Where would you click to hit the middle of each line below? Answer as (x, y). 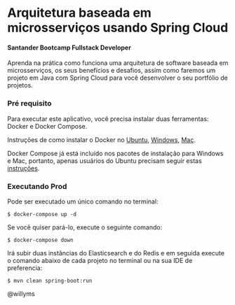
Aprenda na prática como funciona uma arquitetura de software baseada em (118, 63)
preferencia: (25, 268)
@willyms (21, 293)
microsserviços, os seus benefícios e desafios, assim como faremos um (112, 71)
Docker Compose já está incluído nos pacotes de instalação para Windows (115, 153)
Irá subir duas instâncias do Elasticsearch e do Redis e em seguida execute (116, 253)
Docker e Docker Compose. (47, 126)
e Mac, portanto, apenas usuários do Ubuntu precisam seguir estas (105, 161)
